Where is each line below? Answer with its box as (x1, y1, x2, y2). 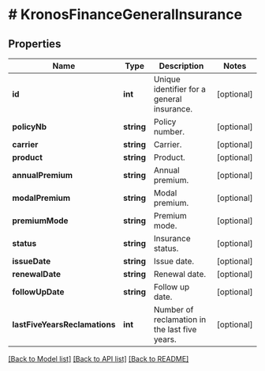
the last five (153, 324, 197, 335)
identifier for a (153, 84, 207, 94)
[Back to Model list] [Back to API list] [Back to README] (8, 354, 189, 363)
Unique (153, 74, 181, 85)
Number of (153, 305, 194, 315)
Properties (8, 37, 62, 51)
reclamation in (153, 314, 207, 325)
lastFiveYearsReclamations (12, 319, 116, 330)
